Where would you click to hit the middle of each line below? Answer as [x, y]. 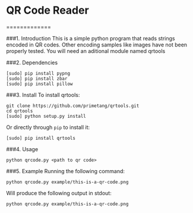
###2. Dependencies [32, 62]
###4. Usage [22, 149]
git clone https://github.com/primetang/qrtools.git [73, 106]
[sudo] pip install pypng [38, 73]
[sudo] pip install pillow [39, 84]
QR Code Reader [48, 10]
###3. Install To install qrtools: [43, 95]
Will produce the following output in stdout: [59, 193]
